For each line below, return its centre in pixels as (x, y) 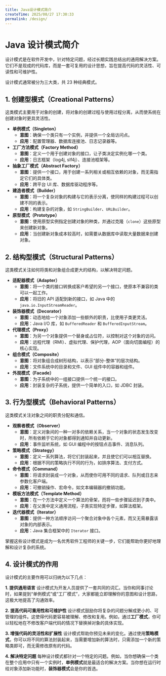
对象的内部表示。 (37, 524)
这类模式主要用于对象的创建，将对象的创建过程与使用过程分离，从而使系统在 (83, 112)
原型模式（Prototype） (36, 215)
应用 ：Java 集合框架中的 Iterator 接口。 (61, 530)
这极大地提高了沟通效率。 (31, 600)
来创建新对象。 (35, 228)
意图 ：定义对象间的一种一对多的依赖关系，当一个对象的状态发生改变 (89, 432)
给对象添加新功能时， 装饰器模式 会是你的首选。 (53, 668)
